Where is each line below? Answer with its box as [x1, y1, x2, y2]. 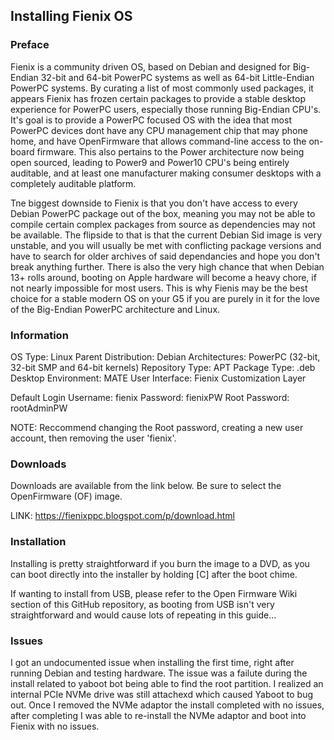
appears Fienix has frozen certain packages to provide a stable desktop [10, 92, 306, 104]
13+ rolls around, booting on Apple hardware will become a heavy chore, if [10, 271, 317, 283]
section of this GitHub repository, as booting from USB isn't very [10, 598, 275, 610]
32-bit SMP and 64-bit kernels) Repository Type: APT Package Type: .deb [10, 361, 316, 373]
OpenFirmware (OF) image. [10, 490, 123, 503]
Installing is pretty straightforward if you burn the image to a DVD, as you [10, 557, 310, 569]
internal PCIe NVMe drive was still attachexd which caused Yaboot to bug [10, 688, 314, 700]
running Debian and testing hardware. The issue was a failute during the [10, 667, 308, 679]
